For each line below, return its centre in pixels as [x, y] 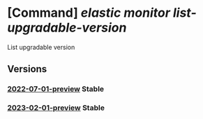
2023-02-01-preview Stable [56, 108]
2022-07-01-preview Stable [56, 89]
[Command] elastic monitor [89, 13]
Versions [27, 69]
